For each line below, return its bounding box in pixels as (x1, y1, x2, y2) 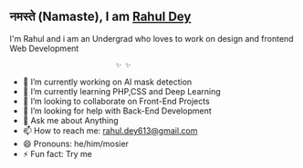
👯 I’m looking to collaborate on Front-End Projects (22, 95, 210, 106)
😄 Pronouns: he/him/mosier (22, 138, 130, 149)
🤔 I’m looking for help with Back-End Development (22, 105, 212, 116)
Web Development (9, 43, 79, 54)
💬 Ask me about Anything (22, 114, 119, 125)
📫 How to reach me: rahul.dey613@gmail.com (22, 124, 198, 136)
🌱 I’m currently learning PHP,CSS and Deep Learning (22, 85, 221, 96)
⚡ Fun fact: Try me (22, 148, 93, 159)
